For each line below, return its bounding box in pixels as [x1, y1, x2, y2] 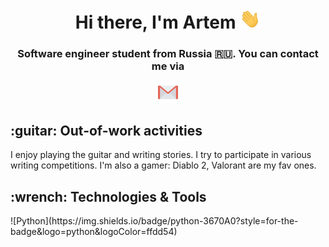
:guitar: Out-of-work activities [10, 122, 203, 139]
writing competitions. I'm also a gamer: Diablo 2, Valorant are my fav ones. [10, 159, 317, 172]
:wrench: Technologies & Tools [10, 188, 207, 205]
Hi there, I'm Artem [74, 11, 237, 34]
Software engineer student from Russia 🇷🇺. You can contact [17, 47, 319, 61]
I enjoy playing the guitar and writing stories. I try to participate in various [10, 149, 312, 161]
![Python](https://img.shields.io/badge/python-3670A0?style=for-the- [10, 215, 299, 227]
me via [151, 59, 185, 73]
